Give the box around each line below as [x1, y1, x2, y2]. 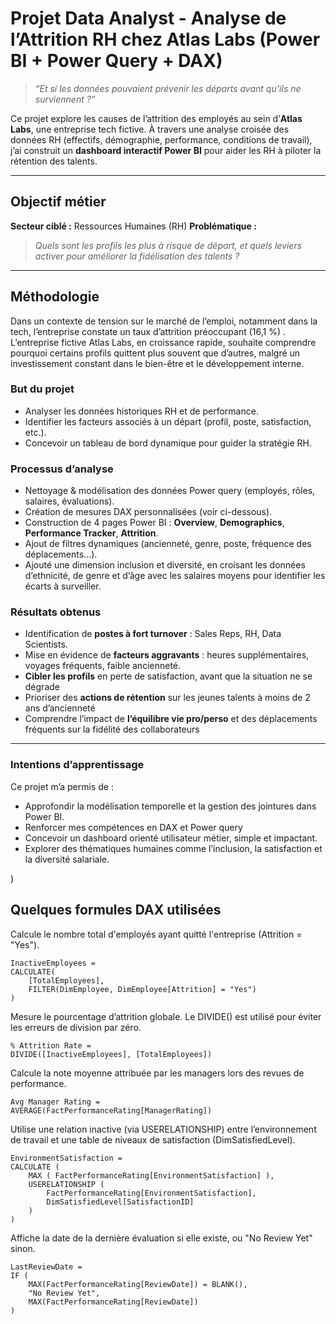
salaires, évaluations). [24, 495, 115, 507]
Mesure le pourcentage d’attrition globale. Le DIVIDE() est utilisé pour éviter [10, 1010, 322, 1022]
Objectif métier [10, 193, 107, 211]
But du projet [10, 382, 75, 396]
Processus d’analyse [10, 462, 114, 476]
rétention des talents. [10, 155, 98, 167]
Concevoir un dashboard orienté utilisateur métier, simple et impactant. [24, 832, 318, 844]
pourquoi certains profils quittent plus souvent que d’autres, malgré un [10, 347, 301, 359]
